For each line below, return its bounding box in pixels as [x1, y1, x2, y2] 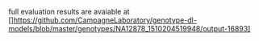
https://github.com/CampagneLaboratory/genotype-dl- [13, 15, 198, 25]
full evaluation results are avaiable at [8, 7, 131, 16]
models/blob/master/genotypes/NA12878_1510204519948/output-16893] [8, 24, 251, 33]
